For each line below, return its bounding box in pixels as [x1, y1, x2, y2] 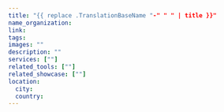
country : [15, 92, 44, 100]
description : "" [8, 48, 62, 56]
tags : [8, 33, 26, 42]
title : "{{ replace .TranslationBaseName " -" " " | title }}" [8, 11, 217, 20]
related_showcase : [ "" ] [8, 70, 87, 78]
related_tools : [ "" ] [8, 63, 77, 71]
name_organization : [8, 19, 73, 27]
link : [8, 26, 26, 34]
